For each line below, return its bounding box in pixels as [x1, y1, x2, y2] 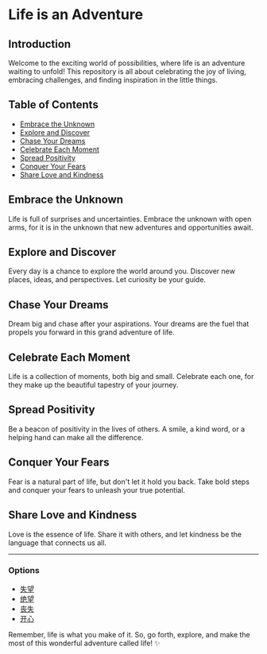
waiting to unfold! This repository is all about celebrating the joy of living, [8, 67, 246, 76]
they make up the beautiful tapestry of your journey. [8, 380, 179, 390]
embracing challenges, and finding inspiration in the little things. [8, 75, 219, 84]
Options [8, 565, 40, 576]
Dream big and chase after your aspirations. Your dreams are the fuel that [8, 319, 250, 329]
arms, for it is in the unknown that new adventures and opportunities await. [8, 223, 253, 232]
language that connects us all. [8, 538, 107, 548]
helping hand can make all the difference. [8, 432, 145, 442]
